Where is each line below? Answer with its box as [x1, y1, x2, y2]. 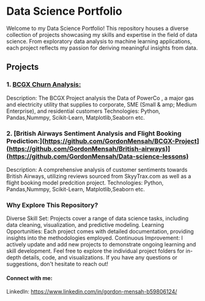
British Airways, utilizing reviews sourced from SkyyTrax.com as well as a [6, 172, 192, 180]
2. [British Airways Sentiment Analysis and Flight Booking [6, 129, 182, 137]
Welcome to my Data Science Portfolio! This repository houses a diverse [6, 25, 188, 32]
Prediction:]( [6, 137, 45, 145]
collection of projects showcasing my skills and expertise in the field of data [6, 31, 198, 38]
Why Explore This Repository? [6, 200, 99, 209]
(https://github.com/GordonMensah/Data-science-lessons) [6, 152, 189, 161]
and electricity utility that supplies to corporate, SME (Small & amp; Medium [6, 101, 197, 108]
